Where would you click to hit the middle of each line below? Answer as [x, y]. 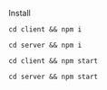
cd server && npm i [45, 45]
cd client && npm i [45, 30]
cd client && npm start [53, 61]
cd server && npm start [53, 76]
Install [19, 13]
